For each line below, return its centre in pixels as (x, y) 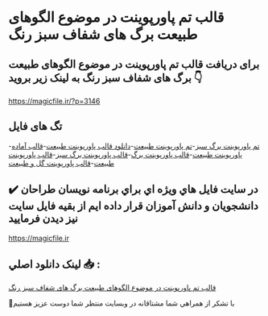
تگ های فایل (35, 126)
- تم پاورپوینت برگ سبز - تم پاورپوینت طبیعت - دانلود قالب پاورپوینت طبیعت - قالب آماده (134, 146)
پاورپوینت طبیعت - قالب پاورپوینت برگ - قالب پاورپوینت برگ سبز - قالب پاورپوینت (126, 154)
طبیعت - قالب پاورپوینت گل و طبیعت (62, 163)
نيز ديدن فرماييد (43, 219)
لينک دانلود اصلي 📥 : (54, 265)
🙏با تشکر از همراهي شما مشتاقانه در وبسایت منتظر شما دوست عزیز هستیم (122, 303)
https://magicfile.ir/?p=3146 (54, 101)
